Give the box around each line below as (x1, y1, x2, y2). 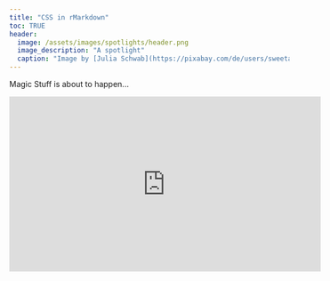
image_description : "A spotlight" (17, 46, 145, 55)
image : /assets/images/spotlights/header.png (17, 37, 189, 47)
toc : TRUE (9, 21, 46, 30)
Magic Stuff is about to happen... (9, 79, 129, 89)
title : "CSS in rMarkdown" (9, 12, 109, 22)
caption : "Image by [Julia (17, 54, 117, 63)
